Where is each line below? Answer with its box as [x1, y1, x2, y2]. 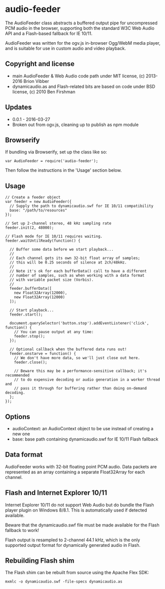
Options [5, 412, 31, 421]
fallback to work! [5, 527, 40, 533]
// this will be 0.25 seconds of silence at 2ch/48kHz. [9, 260, 127, 265]
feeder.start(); [9, 312, 43, 317]
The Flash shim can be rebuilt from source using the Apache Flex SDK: [5, 570, 149, 576]
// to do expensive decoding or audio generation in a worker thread [14, 377, 161, 383]
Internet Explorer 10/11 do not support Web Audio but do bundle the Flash [5, 502, 154, 508]
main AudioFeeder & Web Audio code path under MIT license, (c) [12, 73, 145, 79]
